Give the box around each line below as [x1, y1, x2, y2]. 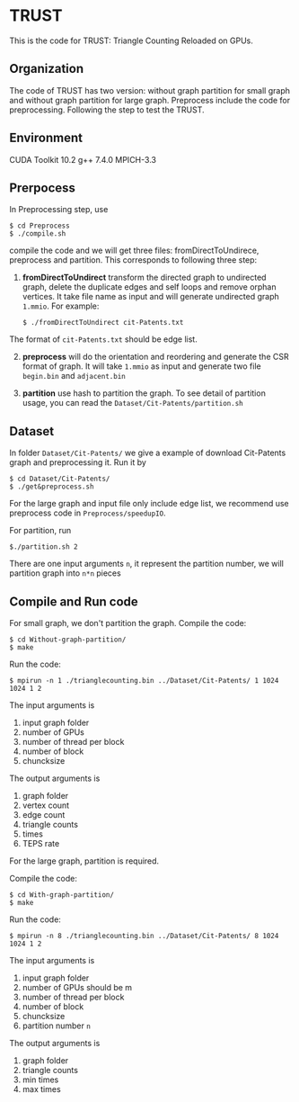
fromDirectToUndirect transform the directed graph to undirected [22, 272, 267, 283]
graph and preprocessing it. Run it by [9, 457, 146, 468]
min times [22, 1074, 59, 1085]
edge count [22, 810, 66, 820]
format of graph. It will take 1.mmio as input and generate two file [22, 361, 262, 372]
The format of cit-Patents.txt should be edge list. [9, 334, 198, 345]
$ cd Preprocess [9, 221, 70, 230]
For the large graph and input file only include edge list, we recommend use [9, 498, 289, 509]
